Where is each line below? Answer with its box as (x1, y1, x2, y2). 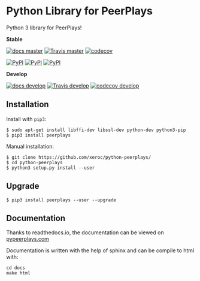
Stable (6, 35, 23, 43)
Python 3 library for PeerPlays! (6, 24, 82, 31)
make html (6, 270, 31, 276)
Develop (6, 70, 28, 77)
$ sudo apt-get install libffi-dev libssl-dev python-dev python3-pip (6, 127, 186, 133)
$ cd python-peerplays (6, 159, 63, 165)
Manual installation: (6, 143, 54, 150)
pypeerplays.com (6, 235, 50, 243)
